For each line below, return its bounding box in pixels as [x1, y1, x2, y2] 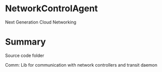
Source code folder [5, 52, 44, 58]
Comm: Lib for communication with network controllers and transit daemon [5, 62, 158, 68]
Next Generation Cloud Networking [5, 19, 76, 25]
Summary [5, 36, 46, 48]
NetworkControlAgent [5, 3, 98, 14]
